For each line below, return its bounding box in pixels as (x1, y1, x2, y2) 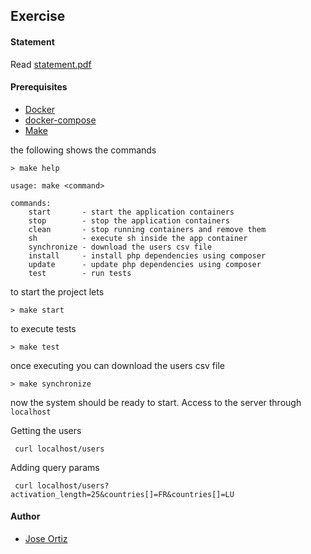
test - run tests (28, 268, 132, 278)
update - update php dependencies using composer (28, 259, 262, 269)
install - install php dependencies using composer (28, 250, 267, 261)
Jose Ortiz (24, 533, 68, 544)
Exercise (10, 8, 66, 25)
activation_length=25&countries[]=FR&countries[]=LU (10, 489, 235, 499)
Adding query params (10, 461, 100, 473)
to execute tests (10, 322, 77, 334)
